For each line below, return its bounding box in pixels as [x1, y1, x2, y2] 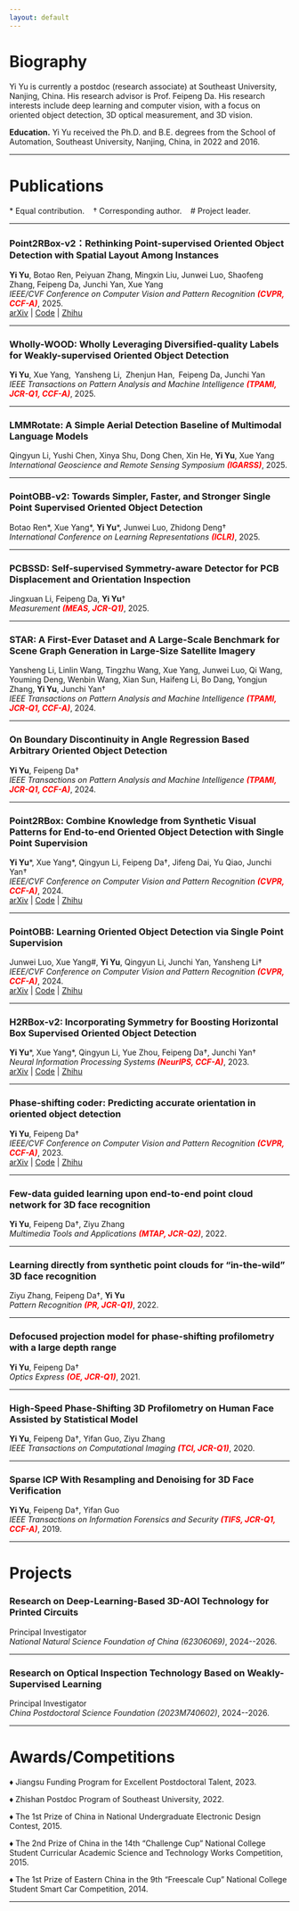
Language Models [9, 430, 89, 442]
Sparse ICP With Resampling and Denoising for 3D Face [9, 1473, 255, 1486]
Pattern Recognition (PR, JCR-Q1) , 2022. [9, 1299, 159, 1311]
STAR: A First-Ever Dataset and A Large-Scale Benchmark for [9, 633, 280, 646]
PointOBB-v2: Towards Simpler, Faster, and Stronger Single [9, 490, 271, 503]
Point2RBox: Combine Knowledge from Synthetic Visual [9, 814, 256, 827]
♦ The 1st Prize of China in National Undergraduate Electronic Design [9, 1811, 261, 1822]
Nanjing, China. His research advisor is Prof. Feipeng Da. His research [9, 90, 265, 101]
